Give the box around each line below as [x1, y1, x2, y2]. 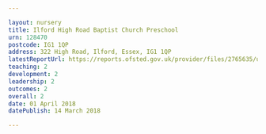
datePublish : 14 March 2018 [8, 107, 101, 115]
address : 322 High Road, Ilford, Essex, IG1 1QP [8, 48, 172, 56]
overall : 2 [8, 92, 44, 100]
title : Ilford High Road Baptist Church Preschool [8, 25, 179, 34]
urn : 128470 [8, 33, 47, 41]
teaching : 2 [8, 63, 47, 71]
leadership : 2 [8, 77, 55, 86]
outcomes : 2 [8, 85, 47, 93]
